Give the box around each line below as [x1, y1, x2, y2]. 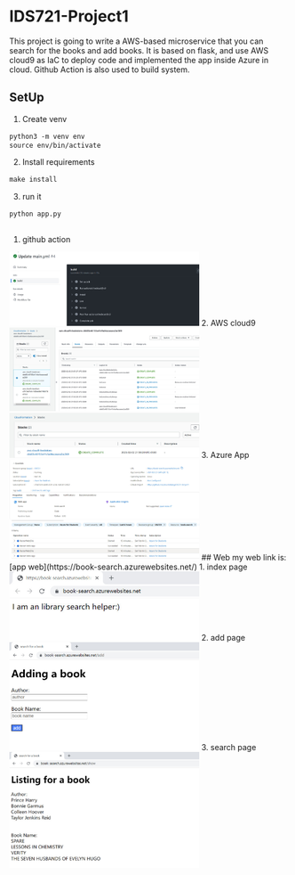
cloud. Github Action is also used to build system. [9, 64, 190, 75]
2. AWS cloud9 [201, 317, 256, 328]
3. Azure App [201, 450, 250, 461]
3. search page [201, 741, 257, 752]
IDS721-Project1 [9, 6, 129, 27]
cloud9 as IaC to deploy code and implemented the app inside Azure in [9, 54, 269, 65]
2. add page [201, 632, 246, 642]
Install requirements [21, 156, 95, 167]
